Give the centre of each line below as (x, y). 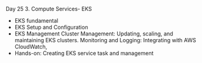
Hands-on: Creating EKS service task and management (84, 53)
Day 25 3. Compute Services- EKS (49, 9)
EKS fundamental (36, 20)
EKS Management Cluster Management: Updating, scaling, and (94, 34)
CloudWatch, (31, 46)
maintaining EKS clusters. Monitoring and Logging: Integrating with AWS (105, 40)
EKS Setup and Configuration (51, 27)
